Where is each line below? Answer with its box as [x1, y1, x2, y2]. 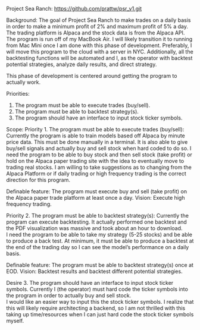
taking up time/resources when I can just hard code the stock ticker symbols [6, 311, 194, 318]
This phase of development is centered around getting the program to [6, 73, 177, 79]
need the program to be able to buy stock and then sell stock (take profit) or [6, 151, 192, 158]
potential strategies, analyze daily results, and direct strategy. [6, 61, 157, 68]
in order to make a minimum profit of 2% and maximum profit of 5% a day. [6, 23, 189, 30]
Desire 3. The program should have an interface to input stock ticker [6, 279, 174, 286]
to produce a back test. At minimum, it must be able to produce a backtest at [6, 237, 194, 244]
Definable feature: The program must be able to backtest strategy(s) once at [6, 262, 193, 268]
